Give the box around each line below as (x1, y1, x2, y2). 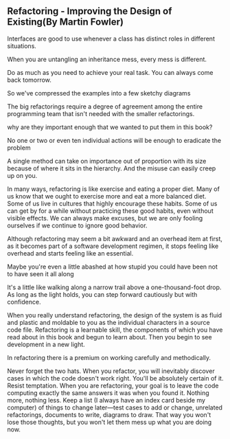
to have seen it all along (7, 269, 74, 278)
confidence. (7, 297, 41, 306)
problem (7, 144, 31, 152)
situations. (7, 41, 36, 50)
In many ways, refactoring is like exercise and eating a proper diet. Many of (7, 185, 220, 193)
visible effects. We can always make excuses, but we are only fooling (7, 214, 203, 222)
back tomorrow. (7, 76, 51, 84)
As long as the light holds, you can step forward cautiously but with (7, 290, 198, 298)
